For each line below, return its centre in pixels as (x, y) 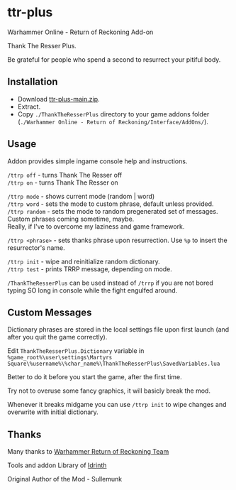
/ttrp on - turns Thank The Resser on (63, 183)
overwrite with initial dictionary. (53, 412)
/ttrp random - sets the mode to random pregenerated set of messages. (113, 211)
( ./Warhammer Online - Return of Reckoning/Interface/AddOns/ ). (113, 121)
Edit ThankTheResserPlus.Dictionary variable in (76, 351)
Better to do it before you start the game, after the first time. (95, 377)
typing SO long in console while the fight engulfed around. (92, 290)
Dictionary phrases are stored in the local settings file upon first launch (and (118, 330)
